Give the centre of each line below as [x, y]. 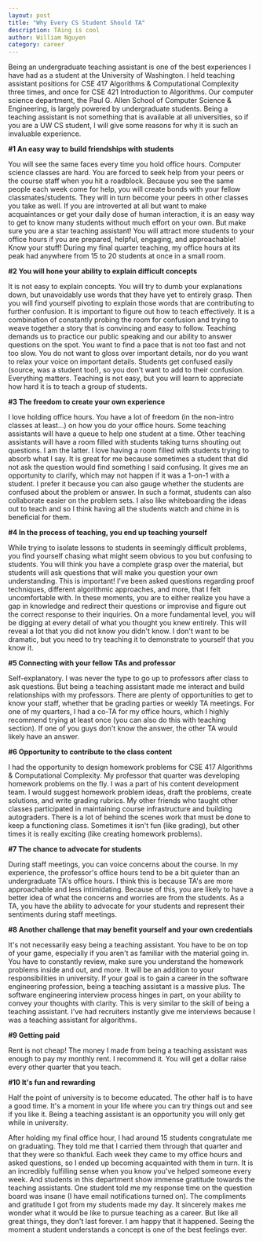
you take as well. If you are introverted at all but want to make [108, 206]
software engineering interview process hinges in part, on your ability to [124, 995]
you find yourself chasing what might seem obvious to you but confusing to [130, 556]
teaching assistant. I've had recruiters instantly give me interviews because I [132, 1012]
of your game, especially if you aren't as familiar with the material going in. [129, 953]
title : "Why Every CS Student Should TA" [77, 23]
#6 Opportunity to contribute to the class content [90, 752]
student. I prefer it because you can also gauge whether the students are [126, 484]
